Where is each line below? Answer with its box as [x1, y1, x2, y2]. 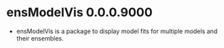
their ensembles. [16, 34, 64, 42]
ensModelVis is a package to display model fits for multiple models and [16, 27, 218, 35]
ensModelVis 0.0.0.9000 [6, 5, 153, 20]
